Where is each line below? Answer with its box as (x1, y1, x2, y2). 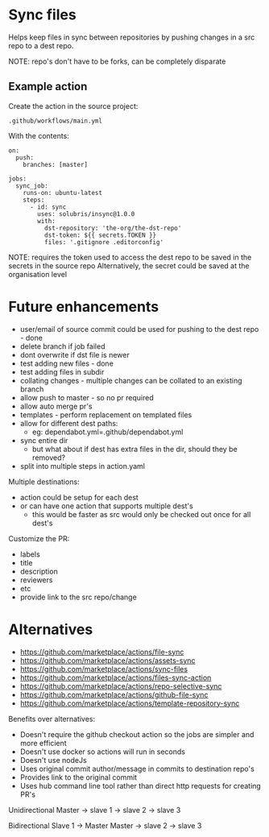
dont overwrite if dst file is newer (19, 350, 130, 359)
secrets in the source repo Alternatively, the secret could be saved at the (8, 260, 250, 271)
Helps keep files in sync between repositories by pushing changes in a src (8, 32, 255, 42)
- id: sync (29, 203, 67, 211)
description (19, 566, 58, 576)
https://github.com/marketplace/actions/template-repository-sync (19, 698, 240, 708)
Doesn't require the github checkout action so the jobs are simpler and (19, 729, 255, 739)
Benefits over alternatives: (8, 714, 96, 723)
